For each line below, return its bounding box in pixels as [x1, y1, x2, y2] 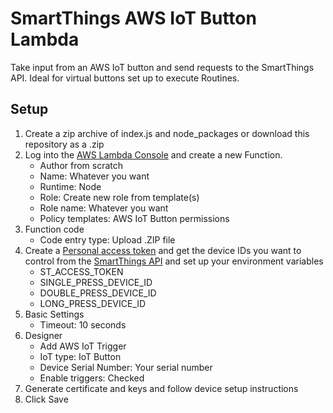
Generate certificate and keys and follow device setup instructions [24, 382, 299, 394]
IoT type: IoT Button [39, 350, 122, 362]
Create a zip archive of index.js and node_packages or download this [24, 127, 310, 139]
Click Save [24, 393, 69, 405]
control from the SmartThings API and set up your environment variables [24, 255, 324, 267]
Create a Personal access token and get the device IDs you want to [24, 244, 302, 256]
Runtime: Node [39, 180, 102, 192]
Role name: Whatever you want [39, 202, 169, 214]
